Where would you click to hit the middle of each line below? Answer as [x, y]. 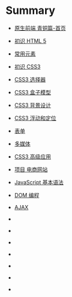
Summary [30, 11]
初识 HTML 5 [30, 41]
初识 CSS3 [27, 67]
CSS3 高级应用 [33, 156]
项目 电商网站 [31, 169]
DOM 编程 [27, 195]
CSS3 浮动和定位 [35, 118]
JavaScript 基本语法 [39, 182]
